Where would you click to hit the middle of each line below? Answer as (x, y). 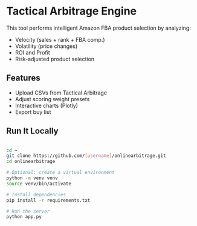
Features (23, 78)
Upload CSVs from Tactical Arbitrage (61, 93)
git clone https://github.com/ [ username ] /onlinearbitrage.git (86, 156)
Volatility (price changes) (46, 46)
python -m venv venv (32, 178)
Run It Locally (32, 131)
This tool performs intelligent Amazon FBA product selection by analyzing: (99, 28)
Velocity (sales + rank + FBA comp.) (60, 39)
